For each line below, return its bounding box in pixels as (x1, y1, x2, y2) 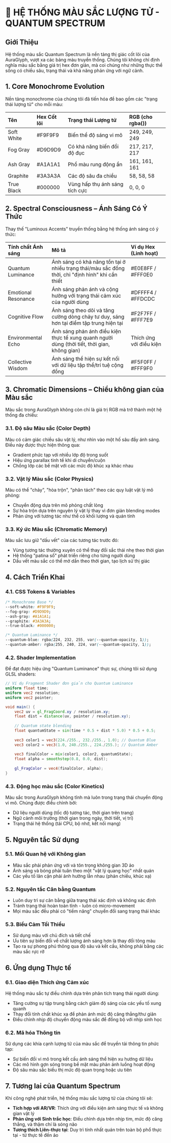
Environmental (8, 334, 42, 341)
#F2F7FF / (130, 310, 156, 317)
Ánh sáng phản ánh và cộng (51, 285, 119, 293)
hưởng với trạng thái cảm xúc (51, 292, 121, 299)
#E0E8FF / (130, 265, 156, 272)
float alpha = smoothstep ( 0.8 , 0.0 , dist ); (14, 757, 108, 762)
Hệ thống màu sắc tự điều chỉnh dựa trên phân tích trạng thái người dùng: (5, 991, 159, 997)
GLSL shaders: (5, 671, 37, 677)
